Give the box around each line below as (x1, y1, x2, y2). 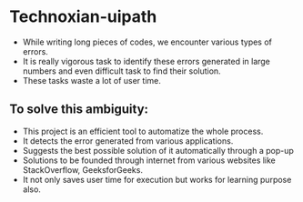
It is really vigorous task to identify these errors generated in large (22, 56, 271, 66)
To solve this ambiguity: (9, 102, 148, 117)
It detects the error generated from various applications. (22, 135, 234, 146)
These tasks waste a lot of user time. (22, 75, 162, 86)
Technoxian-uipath (9, 6, 157, 27)
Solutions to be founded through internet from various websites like (22, 155, 276, 166)
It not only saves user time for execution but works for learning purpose (22, 174, 292, 185)
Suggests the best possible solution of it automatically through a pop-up (22, 145, 294, 156)
